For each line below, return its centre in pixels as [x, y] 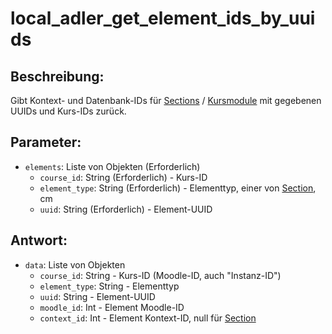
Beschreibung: [57, 76]
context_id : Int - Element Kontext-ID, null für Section [148, 318]
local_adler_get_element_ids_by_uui [163, 18]
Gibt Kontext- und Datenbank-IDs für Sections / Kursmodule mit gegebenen [166, 100]
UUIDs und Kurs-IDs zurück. [68, 111]
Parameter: [46, 142]
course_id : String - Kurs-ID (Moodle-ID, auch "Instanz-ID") [160, 275]
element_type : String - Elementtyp [109, 286]
